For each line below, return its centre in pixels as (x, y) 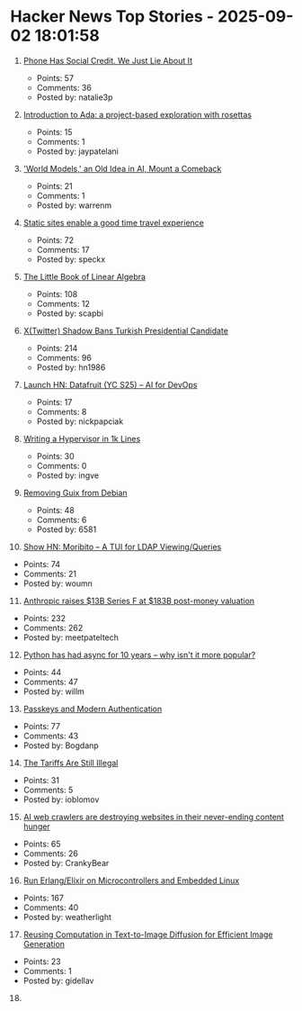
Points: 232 (44, 618)
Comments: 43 (51, 736)
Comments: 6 (62, 519)
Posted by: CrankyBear (66, 862)
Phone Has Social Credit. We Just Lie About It (108, 60)
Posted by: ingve (68, 475)
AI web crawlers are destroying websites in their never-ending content (153, 817)
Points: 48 (56, 510)
